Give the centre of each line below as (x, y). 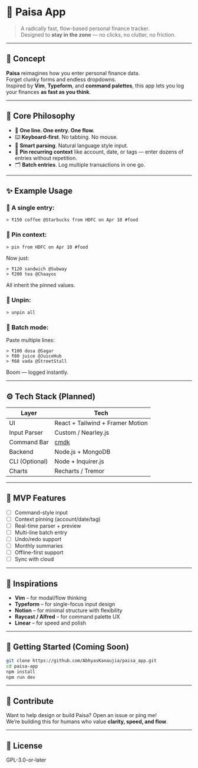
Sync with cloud (34, 559)
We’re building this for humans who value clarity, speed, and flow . (87, 722)
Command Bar (29, 442)
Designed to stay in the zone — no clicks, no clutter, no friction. (98, 34)
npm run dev (21, 677)
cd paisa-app (22, 666)
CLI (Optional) (29, 461)
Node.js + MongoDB (82, 451)
